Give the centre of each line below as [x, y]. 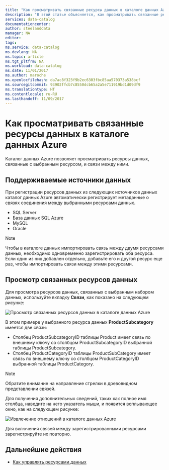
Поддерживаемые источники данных [68, 180]
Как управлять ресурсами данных [50, 462]
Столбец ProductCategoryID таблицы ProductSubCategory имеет [81, 353]
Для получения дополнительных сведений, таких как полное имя [76, 398]
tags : [11, 43]
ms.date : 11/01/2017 [27, 71]
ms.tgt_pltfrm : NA [24, 61]
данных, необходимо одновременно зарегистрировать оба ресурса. [80, 253]
